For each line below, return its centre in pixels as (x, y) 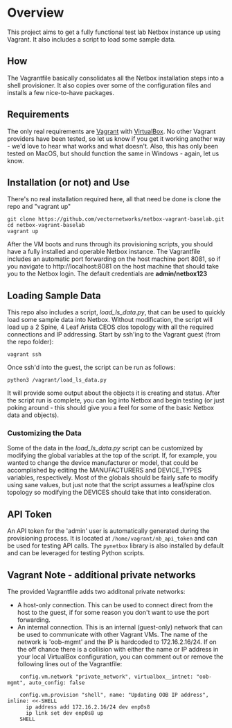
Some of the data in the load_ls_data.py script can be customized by (105, 448)
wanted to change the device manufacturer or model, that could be (103, 463)
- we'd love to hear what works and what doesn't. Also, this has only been (113, 146)
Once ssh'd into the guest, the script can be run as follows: (91, 367)
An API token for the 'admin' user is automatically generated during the (108, 531)
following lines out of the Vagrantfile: (70, 664)
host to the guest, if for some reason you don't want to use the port (113, 613)
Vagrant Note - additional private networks (101, 575)
